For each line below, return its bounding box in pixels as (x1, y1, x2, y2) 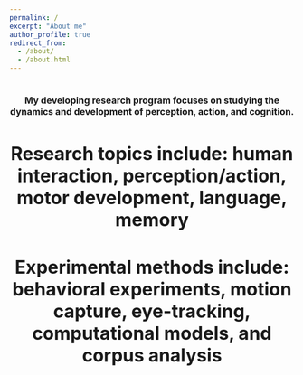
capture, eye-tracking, (52, 299, 251, 323)
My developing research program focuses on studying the (24, 94, 280, 107)
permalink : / (9, 13, 59, 23)
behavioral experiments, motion (12, 277, 292, 301)
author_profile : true (9, 30, 91, 39)
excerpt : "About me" (9, 22, 88, 31)
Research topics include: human (10, 142, 294, 165)
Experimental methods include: (14, 255, 289, 278)
